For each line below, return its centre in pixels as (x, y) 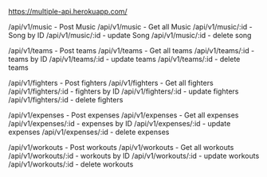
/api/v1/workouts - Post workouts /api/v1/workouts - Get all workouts (121, 147)
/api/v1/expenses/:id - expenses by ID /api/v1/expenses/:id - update (120, 123)
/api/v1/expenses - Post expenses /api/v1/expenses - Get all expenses (124, 115)
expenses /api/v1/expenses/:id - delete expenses (89, 132)
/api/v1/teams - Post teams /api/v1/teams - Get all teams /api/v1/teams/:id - (132, 50)
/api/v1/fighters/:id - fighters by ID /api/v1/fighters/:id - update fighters (124, 91)
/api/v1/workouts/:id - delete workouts (71, 164)
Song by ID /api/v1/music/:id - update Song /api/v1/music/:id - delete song (130, 35)
